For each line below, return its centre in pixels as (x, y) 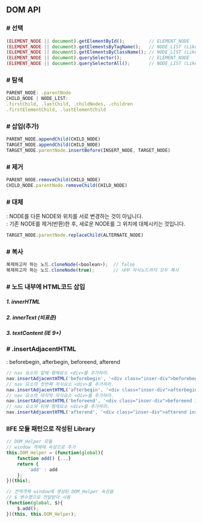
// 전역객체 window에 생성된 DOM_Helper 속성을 (60, 492)
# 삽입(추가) (23, 126)
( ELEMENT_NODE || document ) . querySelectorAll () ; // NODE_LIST (94, 64)
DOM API (23, 10)
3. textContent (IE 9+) (34, 333)
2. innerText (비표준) (31, 317)
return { (28, 464)
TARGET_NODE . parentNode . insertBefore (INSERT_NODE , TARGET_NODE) (88, 150)
